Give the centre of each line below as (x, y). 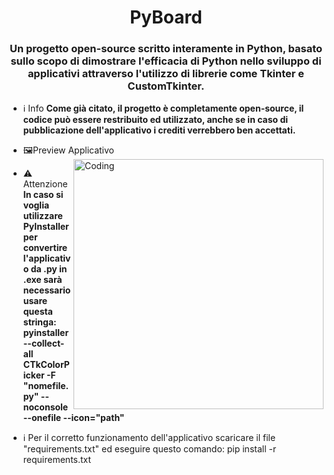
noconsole (45, 407)
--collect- (43, 343)
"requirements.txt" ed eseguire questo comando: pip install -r (149, 449)
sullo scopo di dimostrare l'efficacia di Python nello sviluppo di (166, 61)
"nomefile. (46, 386)
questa (37, 312)
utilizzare (42, 216)
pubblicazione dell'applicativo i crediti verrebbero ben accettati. (159, 130)
